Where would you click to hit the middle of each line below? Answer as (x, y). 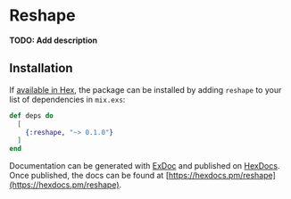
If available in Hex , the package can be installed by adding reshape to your (145, 89)
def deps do (31, 116)
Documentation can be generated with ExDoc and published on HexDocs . (145, 166)
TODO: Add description (54, 40)
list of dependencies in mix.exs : (67, 99)
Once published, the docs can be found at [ (89, 176)
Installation (41, 68)
